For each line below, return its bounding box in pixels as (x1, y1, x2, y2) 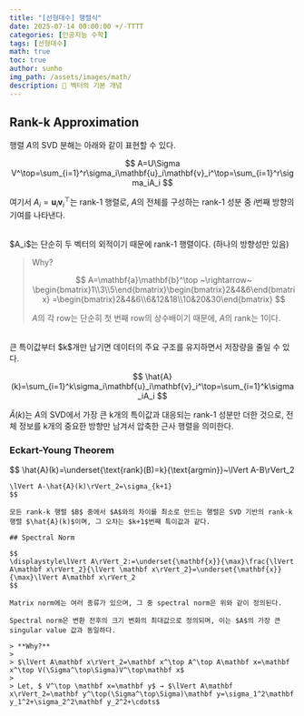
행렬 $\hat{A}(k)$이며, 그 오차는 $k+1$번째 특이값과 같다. (9, 518, 211, 527)
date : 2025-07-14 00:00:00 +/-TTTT (9, 22, 144, 31)
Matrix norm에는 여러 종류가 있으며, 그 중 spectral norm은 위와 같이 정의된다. (9, 599, 283, 608)
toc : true (9, 55, 47, 65)
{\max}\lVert (9, 573, 59, 582)
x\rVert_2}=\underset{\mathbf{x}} (151, 565, 282, 574)
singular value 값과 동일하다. (9, 626, 116, 635)
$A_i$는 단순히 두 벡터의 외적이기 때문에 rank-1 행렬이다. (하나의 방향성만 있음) (9, 238, 289, 249)
